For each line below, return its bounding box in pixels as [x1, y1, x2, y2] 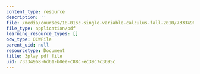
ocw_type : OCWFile [6, 36, 52, 42]
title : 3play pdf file [6, 53, 62, 59]
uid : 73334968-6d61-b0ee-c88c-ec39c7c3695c [6, 58, 116, 64]
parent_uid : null [6, 42, 49, 48]
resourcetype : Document [6, 48, 65, 54]
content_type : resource [6, 8, 65, 15]
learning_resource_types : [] [6, 31, 79, 37]
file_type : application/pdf [6, 25, 76, 32]
